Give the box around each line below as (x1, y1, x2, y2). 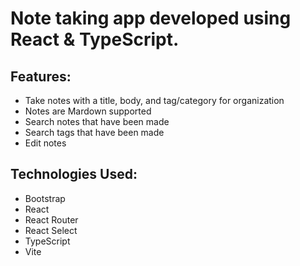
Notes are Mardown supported (24, 105, 152, 117)
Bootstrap (24, 192, 66, 204)
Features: (10, 68, 72, 85)
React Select (24, 224, 78, 236)
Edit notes (24, 137, 67, 149)
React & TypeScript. (10, 28, 180, 51)
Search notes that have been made (24, 116, 170, 127)
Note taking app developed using (10, 7, 292, 30)
